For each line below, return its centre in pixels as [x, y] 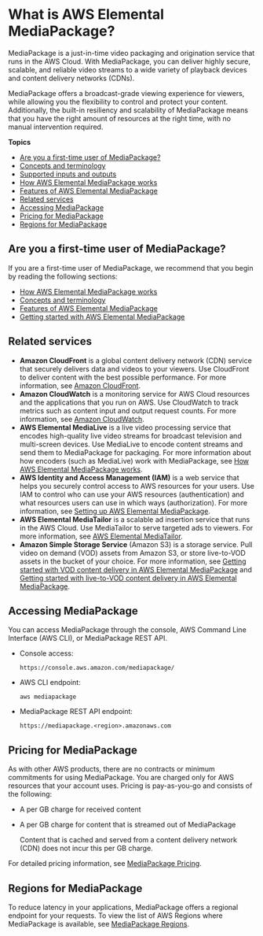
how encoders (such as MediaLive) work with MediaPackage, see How [134, 461]
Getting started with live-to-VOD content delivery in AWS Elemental [128, 578]
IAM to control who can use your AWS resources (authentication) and [132, 494]
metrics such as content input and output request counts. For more [128, 410]
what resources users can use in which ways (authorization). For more [133, 502]
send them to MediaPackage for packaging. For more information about [135, 452]
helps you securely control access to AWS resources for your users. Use [137, 486]
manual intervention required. [56, 127]
